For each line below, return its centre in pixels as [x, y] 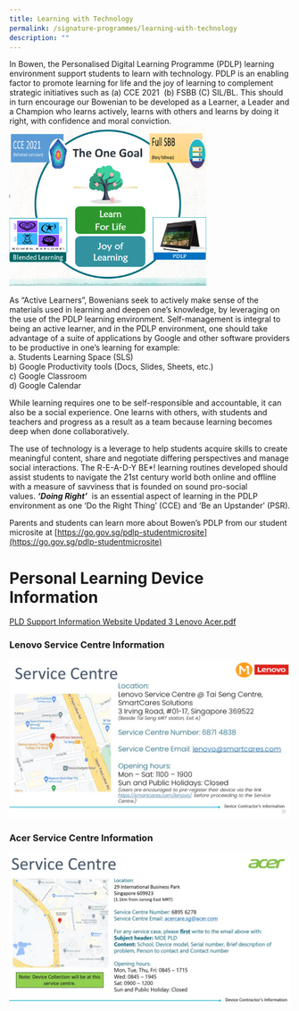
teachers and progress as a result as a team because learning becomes [141, 422]
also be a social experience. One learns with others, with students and [138, 413]
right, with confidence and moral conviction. [91, 121]
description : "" [39, 38]
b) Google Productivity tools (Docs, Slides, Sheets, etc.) [112, 367]
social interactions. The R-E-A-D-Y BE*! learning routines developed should [149, 468]
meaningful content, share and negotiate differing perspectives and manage [149, 458]
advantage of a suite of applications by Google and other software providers [149, 338]
